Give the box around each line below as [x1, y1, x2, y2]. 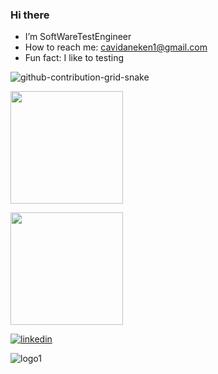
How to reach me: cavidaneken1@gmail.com [24, 41, 208, 53]
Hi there [10, 8, 50, 22]
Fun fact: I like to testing [24, 52, 124, 64]
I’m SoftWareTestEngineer [24, 31, 132, 43]
